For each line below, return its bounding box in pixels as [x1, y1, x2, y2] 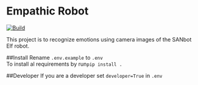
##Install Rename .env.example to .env [6, 54, 104, 61]
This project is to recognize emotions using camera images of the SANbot [6, 36, 192, 43]
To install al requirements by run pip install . [6, 60, 122, 68]
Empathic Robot [6, 4, 89, 18]
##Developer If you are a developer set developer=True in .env [6, 72, 163, 79]
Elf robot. [6, 42, 29, 49]
